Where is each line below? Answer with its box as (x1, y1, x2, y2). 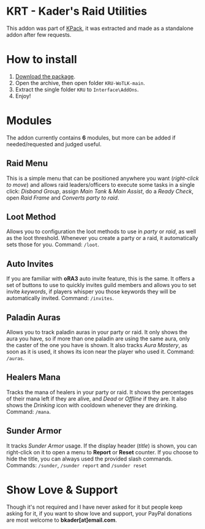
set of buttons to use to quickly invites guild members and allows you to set (6, 282, 197, 289)
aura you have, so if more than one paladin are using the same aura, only (6, 335, 190, 342)
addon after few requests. (6, 31, 72, 38)
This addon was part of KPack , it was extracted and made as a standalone (6, 24, 194, 32)
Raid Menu (6, 158, 48, 169)
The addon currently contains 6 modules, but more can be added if (6, 133, 176, 141)
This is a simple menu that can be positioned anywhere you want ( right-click (6, 174, 199, 182)
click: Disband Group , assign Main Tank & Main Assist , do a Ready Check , (6, 187, 194, 195)
